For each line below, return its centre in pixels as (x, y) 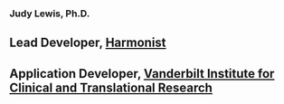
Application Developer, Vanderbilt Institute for (142, 74)
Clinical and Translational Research (111, 87)
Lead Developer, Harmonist (88, 43)
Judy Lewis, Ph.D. (50, 14)
